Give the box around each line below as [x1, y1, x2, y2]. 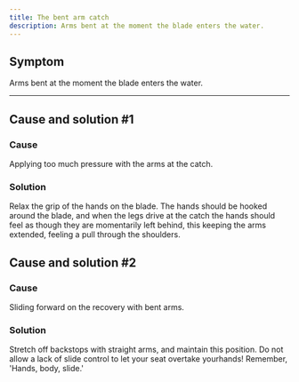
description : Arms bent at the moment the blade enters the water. [9, 21, 265, 30]
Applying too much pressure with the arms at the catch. [9, 159, 214, 169]
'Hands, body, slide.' [9, 363, 85, 374]
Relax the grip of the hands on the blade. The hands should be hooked [9, 201, 268, 211]
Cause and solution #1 [9, 112, 134, 127]
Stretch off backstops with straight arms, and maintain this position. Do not [9, 344, 284, 355]
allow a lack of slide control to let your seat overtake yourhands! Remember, [9, 354, 287, 364]
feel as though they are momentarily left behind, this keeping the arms [9, 219, 267, 231]
